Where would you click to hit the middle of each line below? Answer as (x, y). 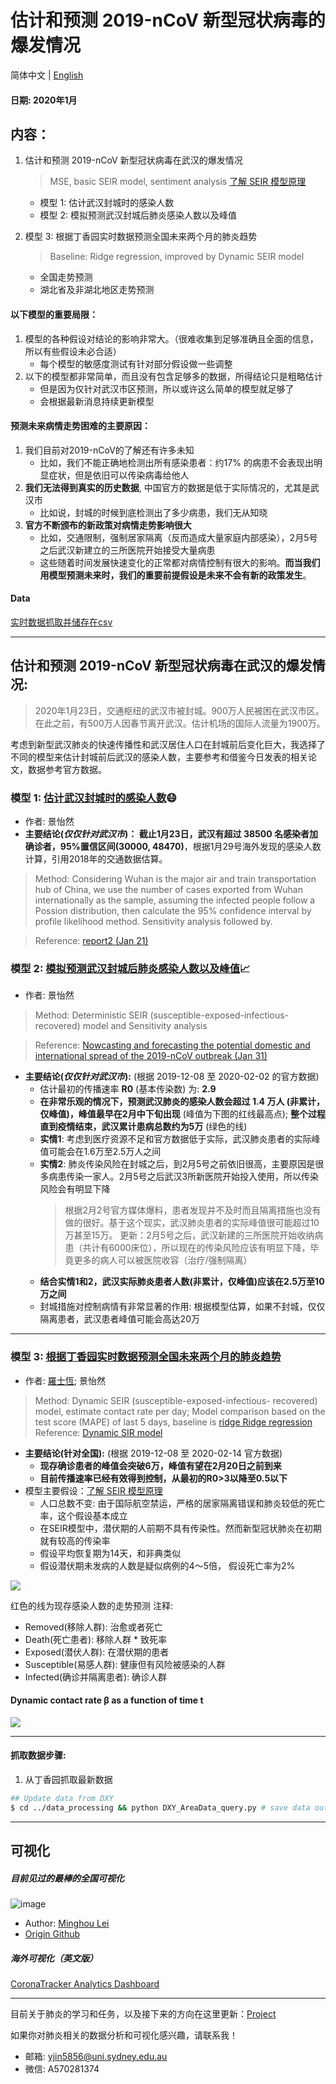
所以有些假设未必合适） (73, 351)
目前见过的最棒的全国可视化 (67, 1878)
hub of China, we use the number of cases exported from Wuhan (168, 890)
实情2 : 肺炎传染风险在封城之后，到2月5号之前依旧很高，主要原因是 (177, 1164)
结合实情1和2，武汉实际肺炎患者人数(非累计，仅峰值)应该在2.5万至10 (182, 1282)
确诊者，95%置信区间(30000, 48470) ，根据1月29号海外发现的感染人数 (173, 847)
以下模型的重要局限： (54, 314)
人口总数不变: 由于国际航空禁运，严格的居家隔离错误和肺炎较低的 (173, 1503)
